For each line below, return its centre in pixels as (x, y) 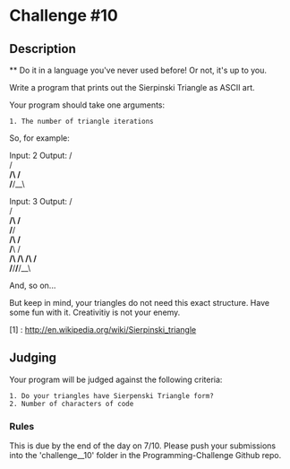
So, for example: (39, 138)
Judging (33, 358)
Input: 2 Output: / (41, 155)
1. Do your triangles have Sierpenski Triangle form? (112, 395)
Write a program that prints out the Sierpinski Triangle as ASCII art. (132, 87)
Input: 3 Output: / (41, 201)
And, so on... (33, 285)
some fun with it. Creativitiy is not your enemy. (95, 312)
